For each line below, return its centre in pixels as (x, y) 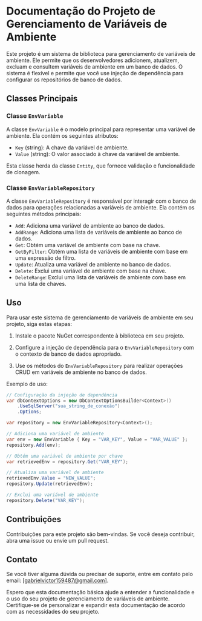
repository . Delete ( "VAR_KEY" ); (46, 500)
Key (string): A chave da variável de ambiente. (72, 148)
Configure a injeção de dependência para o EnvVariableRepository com (105, 347)
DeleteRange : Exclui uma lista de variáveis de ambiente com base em (100, 277)
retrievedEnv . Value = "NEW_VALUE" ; (51, 478)
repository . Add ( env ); (34, 445)
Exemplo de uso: (27, 384)
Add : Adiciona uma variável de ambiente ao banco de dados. (90, 225)
